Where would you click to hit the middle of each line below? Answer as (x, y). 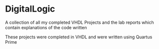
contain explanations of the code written (46, 27)
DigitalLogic (30, 9)
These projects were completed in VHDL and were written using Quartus (79, 37)
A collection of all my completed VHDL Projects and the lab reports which (79, 22)
